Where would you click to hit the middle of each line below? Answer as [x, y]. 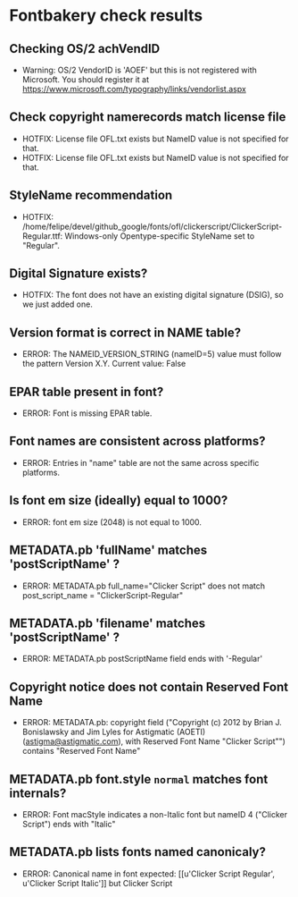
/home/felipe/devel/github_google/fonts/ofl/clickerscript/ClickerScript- [152, 226]
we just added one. [58, 304]
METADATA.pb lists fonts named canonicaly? [137, 852]
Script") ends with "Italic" [69, 824]
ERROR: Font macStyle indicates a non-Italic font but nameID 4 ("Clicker [155, 814]
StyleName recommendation [91, 195]
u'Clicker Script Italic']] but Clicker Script [97, 883]
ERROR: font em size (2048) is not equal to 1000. [112, 522]
